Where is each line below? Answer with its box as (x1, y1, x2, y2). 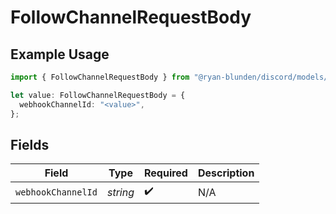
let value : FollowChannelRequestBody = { (10, 90, 186, 100)
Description (197, 166, 255, 180)
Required (143, 166, 188, 180)
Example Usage (10, 46, 110, 63)
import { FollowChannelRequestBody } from (10, 72, 190, 82)
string (106, 185, 135, 199)
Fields (10, 136, 50, 153)
